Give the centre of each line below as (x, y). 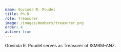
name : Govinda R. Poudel (30, 9)
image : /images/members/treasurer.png (44, 23)
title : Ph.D (17, 14)
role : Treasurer (21, 18)
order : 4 (14, 27)
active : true (18, 32)
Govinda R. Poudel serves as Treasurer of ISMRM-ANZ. (60, 45)
